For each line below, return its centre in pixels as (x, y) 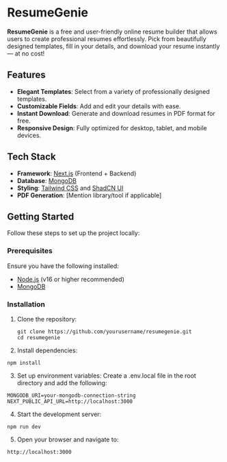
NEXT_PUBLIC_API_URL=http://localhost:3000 (70, 401)
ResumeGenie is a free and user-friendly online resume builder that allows (112, 32)
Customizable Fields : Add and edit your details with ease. (99, 106)
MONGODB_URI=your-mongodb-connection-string (71, 396)
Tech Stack (31, 157)
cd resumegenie (39, 337)
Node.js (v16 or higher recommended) (70, 279)
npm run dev (24, 426)
